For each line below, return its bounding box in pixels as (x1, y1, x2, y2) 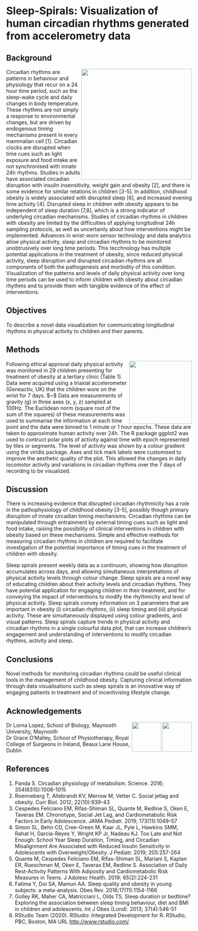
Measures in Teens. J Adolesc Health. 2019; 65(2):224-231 (14, 874, 158, 881)
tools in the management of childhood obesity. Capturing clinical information (6, 676, 192, 684)
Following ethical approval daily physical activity (6, 360, 124, 367)
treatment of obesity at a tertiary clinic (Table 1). (6, 373, 123, 380)
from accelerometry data (6, 30, 131, 43)
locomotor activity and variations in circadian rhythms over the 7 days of (6, 461, 182, 468)
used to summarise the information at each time (6, 417, 123, 424)
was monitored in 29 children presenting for (6, 367, 113, 374)
